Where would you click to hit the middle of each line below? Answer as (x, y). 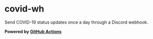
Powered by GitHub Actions (33, 31)
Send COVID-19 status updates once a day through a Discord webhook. (76, 22)
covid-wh (24, 9)
